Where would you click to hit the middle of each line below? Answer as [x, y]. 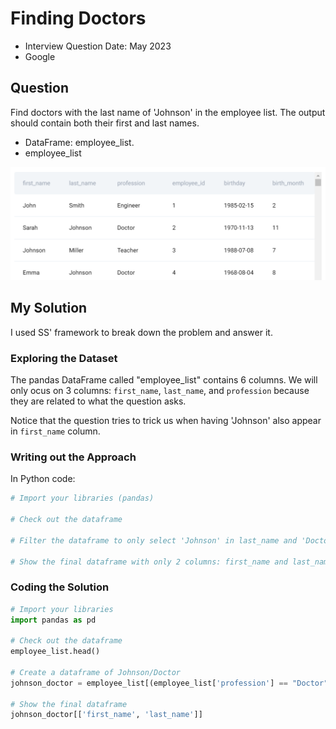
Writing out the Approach [73, 457]
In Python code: [43, 479]
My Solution [49, 308]
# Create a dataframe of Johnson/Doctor [96, 672]
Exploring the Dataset [64, 358]
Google [40, 56]
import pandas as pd [53, 620]
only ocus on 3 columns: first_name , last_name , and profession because [160, 390]
